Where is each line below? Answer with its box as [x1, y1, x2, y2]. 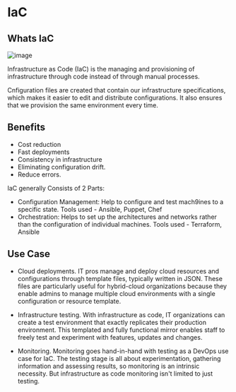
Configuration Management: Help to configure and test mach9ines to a [17, 197, 224, 206]
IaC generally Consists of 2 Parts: [7, 184, 105, 192]
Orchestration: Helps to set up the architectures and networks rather [17, 213, 218, 221]
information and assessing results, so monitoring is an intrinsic [17, 362, 200, 370]
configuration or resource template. [17, 297, 122, 305]
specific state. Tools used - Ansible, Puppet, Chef [17, 205, 163, 213]
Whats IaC [7, 32, 54, 44]
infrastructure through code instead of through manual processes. [7, 72, 200, 81]
